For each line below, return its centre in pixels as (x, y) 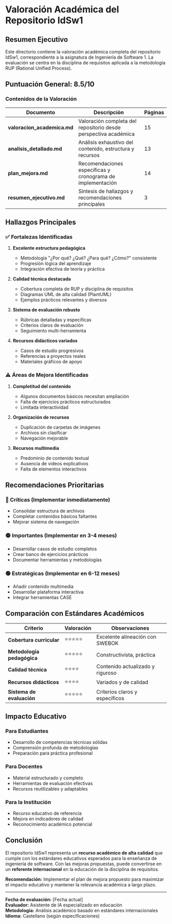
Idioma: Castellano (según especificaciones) (52, 916)
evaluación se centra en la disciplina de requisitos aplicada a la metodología (85, 63)
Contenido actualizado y (126, 666)
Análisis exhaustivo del (106, 142)
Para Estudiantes (27, 731)
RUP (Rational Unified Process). (39, 68)
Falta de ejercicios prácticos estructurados (66, 402)
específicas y (94, 170)
